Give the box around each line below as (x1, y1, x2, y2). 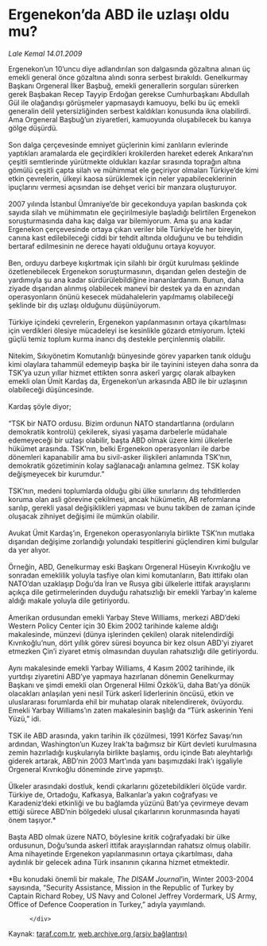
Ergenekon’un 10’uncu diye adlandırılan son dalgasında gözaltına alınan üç (8, 64, 251, 73)
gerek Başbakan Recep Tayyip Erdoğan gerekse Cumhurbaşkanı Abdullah (8, 89, 250, 98)
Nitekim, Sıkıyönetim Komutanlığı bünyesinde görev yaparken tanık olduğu (8, 351, 252, 361)
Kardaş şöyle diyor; (8, 401, 72, 411)
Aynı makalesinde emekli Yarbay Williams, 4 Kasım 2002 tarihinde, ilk (8, 663, 235, 673)
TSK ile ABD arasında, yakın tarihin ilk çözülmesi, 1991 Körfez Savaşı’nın (8, 731, 243, 740)
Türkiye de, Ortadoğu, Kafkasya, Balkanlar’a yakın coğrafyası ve (8, 790, 219, 799)
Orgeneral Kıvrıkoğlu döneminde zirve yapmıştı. (8, 764, 164, 774)
